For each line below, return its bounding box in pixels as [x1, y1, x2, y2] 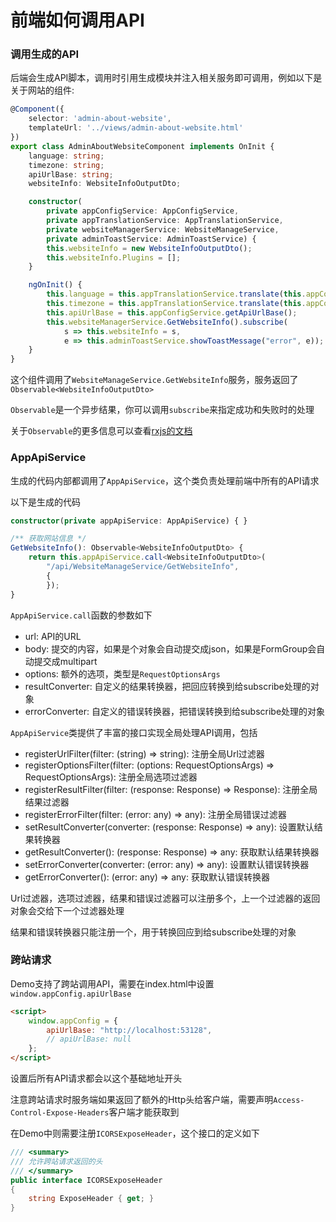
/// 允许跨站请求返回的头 [10, 1156, 103, 1166]
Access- [273, 1096, 305, 1106]
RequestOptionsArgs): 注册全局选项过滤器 [24, 771, 198, 783]
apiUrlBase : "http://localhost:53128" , [46, 1025, 213, 1035]
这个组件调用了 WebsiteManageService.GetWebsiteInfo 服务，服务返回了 [10, 374, 299, 386]
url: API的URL [24, 630, 82, 642]
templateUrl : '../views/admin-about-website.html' [28, 123, 244, 133]
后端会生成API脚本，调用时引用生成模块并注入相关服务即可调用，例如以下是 [10, 72, 323, 84]
